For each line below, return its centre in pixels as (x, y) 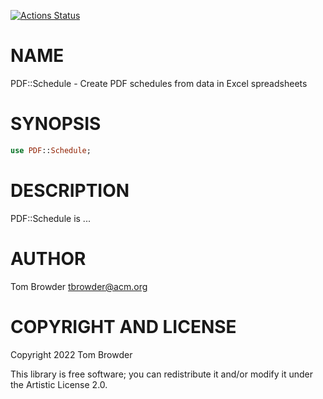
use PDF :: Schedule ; (51, 150)
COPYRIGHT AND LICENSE (123, 326)
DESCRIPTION (70, 190)
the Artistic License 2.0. (59, 384)
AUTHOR (48, 258)
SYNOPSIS (56, 124)
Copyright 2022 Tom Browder (71, 354)
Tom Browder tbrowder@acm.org (79, 286)
